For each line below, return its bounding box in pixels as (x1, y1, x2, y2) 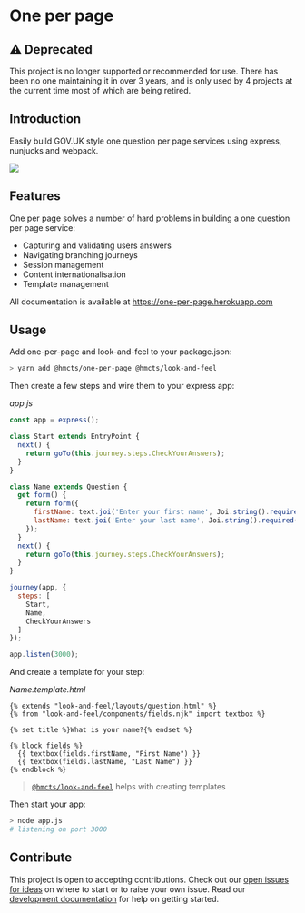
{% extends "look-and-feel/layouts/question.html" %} (9, 701, 218, 711)
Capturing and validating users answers (22, 240, 172, 251)
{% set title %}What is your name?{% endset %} (9, 726, 193, 735)
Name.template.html (9, 684, 86, 695)
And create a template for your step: (9, 667, 145, 678)
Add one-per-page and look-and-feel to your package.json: (9, 346, 232, 357)
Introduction (9, 111, 82, 127)
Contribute (9, 850, 73, 866)
